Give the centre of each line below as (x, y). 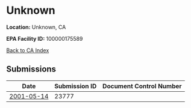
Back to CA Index (28, 50)
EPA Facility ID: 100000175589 (45, 38)
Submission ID (75, 86)
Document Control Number (142, 86)
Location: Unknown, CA (36, 27)
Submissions (31, 69)
